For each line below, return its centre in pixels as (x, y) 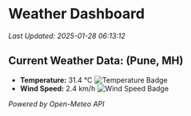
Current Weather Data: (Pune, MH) (96, 61)
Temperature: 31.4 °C (56, 79)
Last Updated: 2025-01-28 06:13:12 (67, 36)
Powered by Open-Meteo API (57, 103)
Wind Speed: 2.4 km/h (58, 88)
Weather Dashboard (77, 14)
